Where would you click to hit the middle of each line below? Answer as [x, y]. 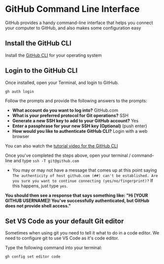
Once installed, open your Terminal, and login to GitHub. [62, 83]
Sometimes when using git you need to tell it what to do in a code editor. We [82, 233]
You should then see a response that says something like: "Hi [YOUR [77, 195]
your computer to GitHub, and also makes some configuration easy [73, 28]
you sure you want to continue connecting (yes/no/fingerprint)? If [83, 180]
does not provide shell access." [38, 205]
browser [21, 136]
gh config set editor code [33, 257]
